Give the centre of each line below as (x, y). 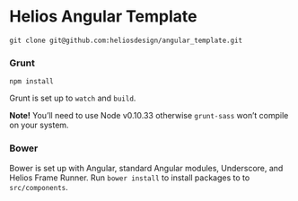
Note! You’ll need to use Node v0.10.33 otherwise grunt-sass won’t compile (149, 116)
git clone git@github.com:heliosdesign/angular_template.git (126, 40)
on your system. (39, 125)
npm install (31, 82)
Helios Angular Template (103, 17)
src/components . (39, 187)
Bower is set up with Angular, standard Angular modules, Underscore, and (146, 168)
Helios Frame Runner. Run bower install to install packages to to (130, 178)
